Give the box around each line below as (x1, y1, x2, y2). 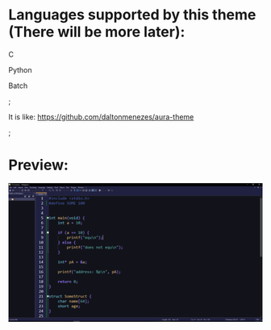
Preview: (8, 156, 69, 174)
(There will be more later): (8, 23, 186, 41)
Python (8, 65, 32, 74)
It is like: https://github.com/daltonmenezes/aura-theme (8, 111, 194, 122)
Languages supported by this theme (8, 6, 256, 24)
